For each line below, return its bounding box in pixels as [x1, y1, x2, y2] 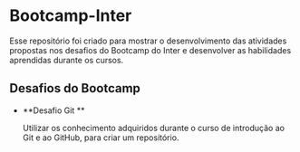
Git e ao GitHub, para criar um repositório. [22, 132, 179, 143]
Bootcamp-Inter [9, 5, 132, 26]
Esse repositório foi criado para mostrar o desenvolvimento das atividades [9, 35, 287, 46]
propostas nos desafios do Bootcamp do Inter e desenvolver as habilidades [9, 44, 292, 55]
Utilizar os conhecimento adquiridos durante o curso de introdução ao [22, 122, 285, 133]
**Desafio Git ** [22, 105, 85, 116]
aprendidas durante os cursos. [9, 54, 124, 65]
